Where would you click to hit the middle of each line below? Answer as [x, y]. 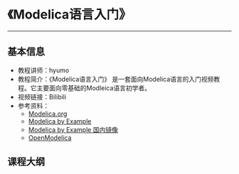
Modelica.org [48, 114]
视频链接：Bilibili [42, 97]
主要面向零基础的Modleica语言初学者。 [94, 88]
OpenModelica [50, 137]
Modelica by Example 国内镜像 [73, 129]
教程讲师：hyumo [43, 70]
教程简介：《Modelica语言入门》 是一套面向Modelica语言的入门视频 [116, 79]
